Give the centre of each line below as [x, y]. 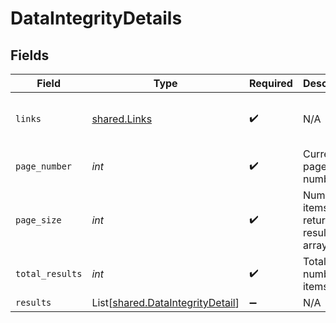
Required [270, 83]
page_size [38, 220]
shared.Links [122, 119]
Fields [30, 55]
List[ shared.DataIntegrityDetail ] [165, 302]
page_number [44, 166]
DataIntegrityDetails [96, 18]
